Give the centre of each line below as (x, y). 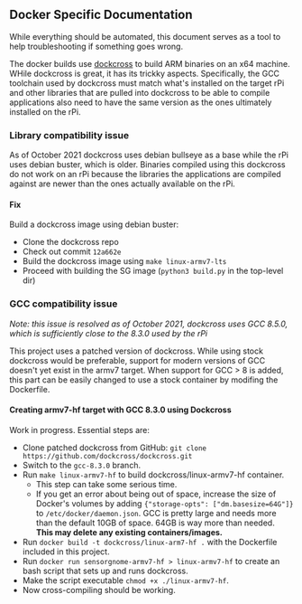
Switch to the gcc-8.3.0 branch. (82, 465)
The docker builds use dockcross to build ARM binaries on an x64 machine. (150, 63)
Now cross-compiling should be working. (99, 590)
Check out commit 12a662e (72, 251)
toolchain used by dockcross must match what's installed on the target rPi (147, 83)
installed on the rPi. (45, 111)
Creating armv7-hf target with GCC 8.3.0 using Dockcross (120, 410)
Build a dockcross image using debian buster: (94, 224)
